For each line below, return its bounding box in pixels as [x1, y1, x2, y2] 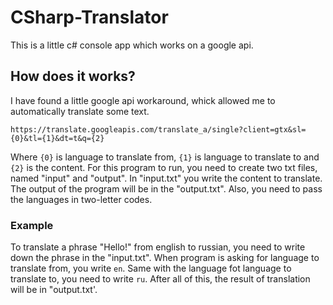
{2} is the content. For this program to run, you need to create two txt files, [10, 161, 318, 173]
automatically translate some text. [10, 105, 150, 117]
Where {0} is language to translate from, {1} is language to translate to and [10, 151, 320, 163]
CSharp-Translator [10, 6, 169, 29]
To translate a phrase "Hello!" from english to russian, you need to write [10, 241, 306, 253]
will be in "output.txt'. [10, 284, 98, 296]
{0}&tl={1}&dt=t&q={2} [10, 133, 105, 143]
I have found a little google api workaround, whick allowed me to [10, 94, 276, 106]
